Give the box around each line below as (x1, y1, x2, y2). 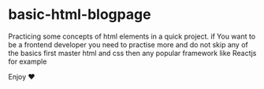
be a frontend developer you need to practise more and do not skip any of (8, 39, 248, 49)
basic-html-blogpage (8, 6, 151, 24)
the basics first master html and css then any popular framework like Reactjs (8, 48, 257, 57)
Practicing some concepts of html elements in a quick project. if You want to (8, 32, 256, 41)
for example (8, 57, 47, 66)
